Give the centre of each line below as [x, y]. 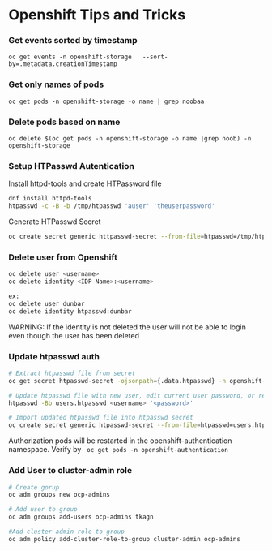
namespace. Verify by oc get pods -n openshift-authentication [119, 450]
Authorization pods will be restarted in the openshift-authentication [120, 441]
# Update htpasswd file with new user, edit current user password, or [132, 395]
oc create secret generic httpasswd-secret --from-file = [106, 237]
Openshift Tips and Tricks [97, 15]
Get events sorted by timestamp [73, 41]
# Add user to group [43, 510]
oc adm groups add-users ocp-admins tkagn [81, 517]
